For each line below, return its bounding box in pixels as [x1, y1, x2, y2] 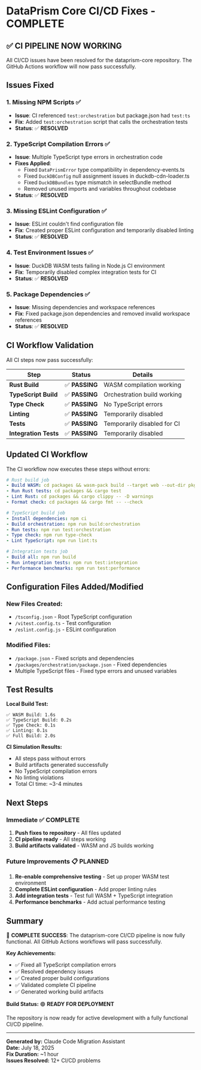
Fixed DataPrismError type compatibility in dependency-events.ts [23, 166, 185, 173]
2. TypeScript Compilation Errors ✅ [6, 139, 111, 148]
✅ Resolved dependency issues [14, 968, 94, 976]
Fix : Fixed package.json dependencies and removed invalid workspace [14, 310, 190, 317]
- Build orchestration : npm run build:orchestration [6, 521, 141, 527]
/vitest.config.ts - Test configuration [14, 620, 111, 627]
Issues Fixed [6, 80, 54, 90]
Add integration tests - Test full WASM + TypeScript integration [14, 892, 173, 900]
